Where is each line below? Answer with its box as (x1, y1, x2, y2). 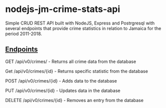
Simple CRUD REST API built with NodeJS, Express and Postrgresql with (5, 20, 155, 26)
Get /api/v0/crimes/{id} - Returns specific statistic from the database (5, 68, 148, 74)
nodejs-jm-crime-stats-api (5, 3, 121, 15)
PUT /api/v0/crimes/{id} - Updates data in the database (5, 87, 121, 93)
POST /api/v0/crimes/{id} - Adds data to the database (5, 77, 117, 83)
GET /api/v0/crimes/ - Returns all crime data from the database (5, 58, 136, 64)
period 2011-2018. (5, 30, 42, 36)
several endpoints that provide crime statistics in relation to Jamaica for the (5, 25, 161, 31)
